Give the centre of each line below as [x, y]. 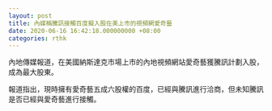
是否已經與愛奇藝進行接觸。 [55, 99]
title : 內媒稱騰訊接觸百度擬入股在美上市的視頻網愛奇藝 [90, 23]
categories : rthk [38, 38]
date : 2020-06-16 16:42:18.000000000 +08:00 [85, 31]
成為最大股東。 [33, 72]
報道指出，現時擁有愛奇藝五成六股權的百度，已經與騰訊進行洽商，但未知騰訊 [136, 89]
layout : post [30, 16]
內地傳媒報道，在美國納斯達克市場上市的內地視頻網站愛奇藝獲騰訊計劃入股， [136, 62]
